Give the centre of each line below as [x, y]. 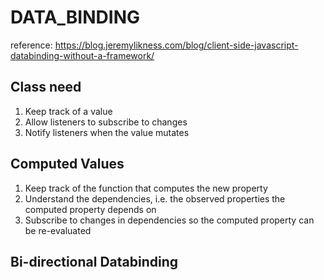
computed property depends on [90, 209]
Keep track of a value [68, 111]
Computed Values [67, 164]
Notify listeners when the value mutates [107, 132]
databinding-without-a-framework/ [82, 55]
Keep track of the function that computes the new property [146, 188]
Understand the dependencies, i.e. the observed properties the [155, 198]
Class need [46, 87]
